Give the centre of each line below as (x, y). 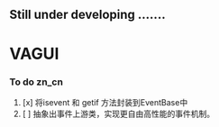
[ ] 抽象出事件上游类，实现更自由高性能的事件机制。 (118, 113)
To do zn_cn (36, 82)
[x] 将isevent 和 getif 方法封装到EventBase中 (105, 102)
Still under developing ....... (87, 15)
